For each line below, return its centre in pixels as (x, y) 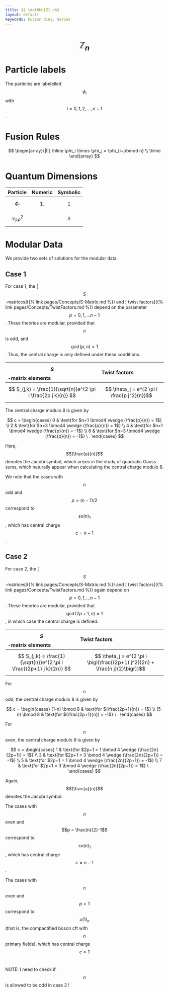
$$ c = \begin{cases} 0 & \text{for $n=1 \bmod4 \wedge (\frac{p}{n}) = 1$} (84, 420)
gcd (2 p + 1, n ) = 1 (84, 613)
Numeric (42, 192)
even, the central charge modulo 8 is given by (53, 739)
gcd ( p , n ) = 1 (84, 347)
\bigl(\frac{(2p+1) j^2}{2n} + (121, 662)
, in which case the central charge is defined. (52, 621)
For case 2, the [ (22, 568)
